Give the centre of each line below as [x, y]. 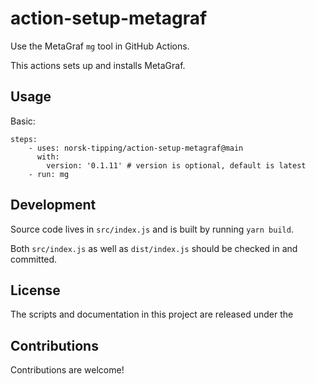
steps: [24, 139]
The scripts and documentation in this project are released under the [152, 314]
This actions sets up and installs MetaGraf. [98, 65]
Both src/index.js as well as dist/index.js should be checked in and [154, 248]
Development [53, 205]
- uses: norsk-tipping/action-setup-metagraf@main [136, 148]
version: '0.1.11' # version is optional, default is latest [176, 165]
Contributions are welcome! [67, 370]
